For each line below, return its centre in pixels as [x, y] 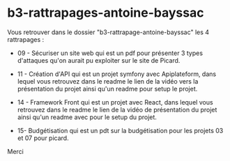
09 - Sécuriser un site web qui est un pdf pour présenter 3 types [110, 53]
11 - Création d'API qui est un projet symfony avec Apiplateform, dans [117, 74]
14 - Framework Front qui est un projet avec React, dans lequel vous [115, 102]
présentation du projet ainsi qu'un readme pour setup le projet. [107, 89]
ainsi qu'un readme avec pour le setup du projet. [87, 117]
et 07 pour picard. [43, 138]
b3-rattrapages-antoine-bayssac [106, 13]
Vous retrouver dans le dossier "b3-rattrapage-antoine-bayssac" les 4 [108, 32]
